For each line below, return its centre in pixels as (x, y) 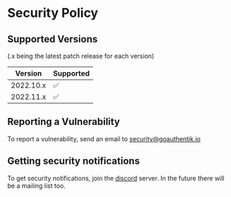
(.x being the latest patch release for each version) (81, 56)
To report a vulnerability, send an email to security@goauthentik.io (104, 138)
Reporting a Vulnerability (64, 122)
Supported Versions (52, 39)
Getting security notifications (73, 161)
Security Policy (53, 13)
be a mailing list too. (36, 186)
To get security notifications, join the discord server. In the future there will (116, 178)
